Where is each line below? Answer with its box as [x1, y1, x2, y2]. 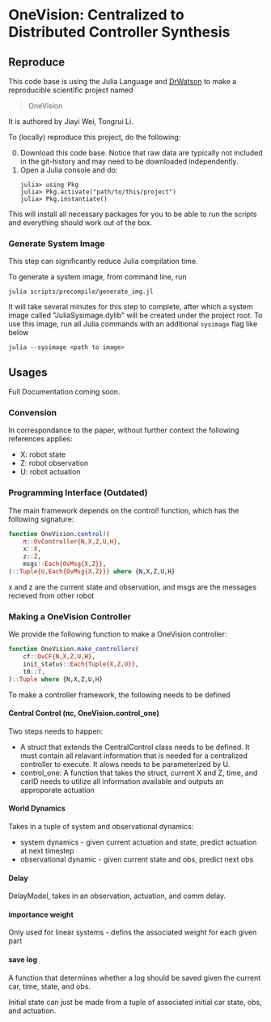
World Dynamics [8, 803, 66, 813]
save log [8, 955, 38, 965]
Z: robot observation [19, 458, 89, 468]
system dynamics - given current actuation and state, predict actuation [19, 837, 257, 847]
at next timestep [19, 846, 74, 856]
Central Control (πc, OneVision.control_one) [8, 709, 160, 718]
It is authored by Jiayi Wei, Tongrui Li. [8, 117, 133, 126]
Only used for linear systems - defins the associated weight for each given [8, 927, 257, 937]
